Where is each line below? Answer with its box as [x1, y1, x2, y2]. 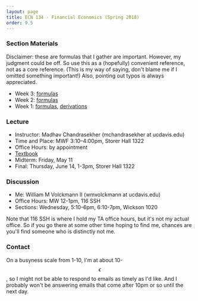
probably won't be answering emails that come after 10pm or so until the [6, 281, 184, 288]
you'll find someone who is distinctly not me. [6, 228, 116, 235]
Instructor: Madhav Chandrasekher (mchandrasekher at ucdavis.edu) [14, 131, 185, 138]
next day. [6, 287, 29, 295]
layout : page [6, 8, 39, 15]
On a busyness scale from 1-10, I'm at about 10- [6, 256, 123, 263]
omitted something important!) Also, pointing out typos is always [6, 72, 165, 79]
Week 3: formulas [14, 90, 58, 97]
